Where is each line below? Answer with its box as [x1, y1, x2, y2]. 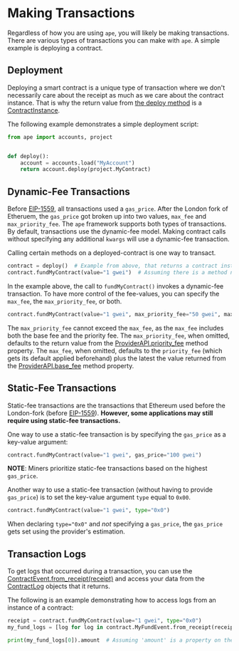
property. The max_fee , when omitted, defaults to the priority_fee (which [7, 346, 223, 355]
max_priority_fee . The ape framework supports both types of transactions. [7, 219, 227, 229]
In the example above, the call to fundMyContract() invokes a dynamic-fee [7, 281, 224, 290]
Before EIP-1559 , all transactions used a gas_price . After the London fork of [7, 204, 229, 213]
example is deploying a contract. [7, 43, 103, 52]
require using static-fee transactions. [7, 416, 121, 425]
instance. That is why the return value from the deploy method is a [7, 98, 203, 107]
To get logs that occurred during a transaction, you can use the [7, 567, 193, 576]
